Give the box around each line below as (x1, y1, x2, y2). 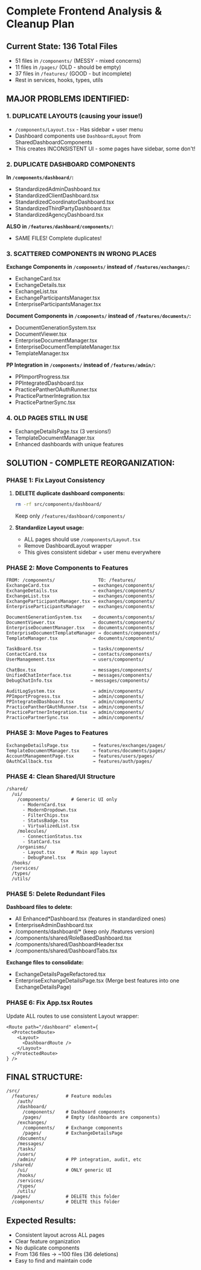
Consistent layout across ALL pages (14, 1231, 105, 1239)
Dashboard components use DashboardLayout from (14, 132, 141, 140)
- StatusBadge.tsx (22, 818, 69, 824)
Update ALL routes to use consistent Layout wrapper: (6, 1012, 139, 1019)
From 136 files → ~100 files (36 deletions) (14, 1251, 119, 1258)
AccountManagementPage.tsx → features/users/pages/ (6, 753, 155, 759)
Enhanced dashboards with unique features (14, 440, 124, 447)
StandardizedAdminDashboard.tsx (14, 185, 101, 193)
